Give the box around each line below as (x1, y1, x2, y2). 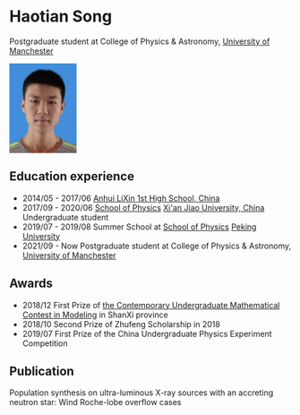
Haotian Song (9, 6, 113, 27)
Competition (21, 338, 69, 349)
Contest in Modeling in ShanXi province (21, 309, 168, 320)
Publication (9, 363, 74, 378)
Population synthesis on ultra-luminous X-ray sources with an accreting (9, 387, 274, 398)
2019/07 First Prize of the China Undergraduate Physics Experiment (21, 328, 272, 339)
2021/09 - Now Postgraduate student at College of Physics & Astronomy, (21, 240, 292, 251)
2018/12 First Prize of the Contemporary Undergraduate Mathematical (21, 299, 280, 310)
